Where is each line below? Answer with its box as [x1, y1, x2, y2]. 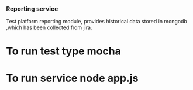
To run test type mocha [6, 44, 122, 58]
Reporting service [6, 5, 58, 13]
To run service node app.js [6, 71, 139, 85]
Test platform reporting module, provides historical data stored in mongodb [6, 18, 187, 25]
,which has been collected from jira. [6, 24, 92, 31]
